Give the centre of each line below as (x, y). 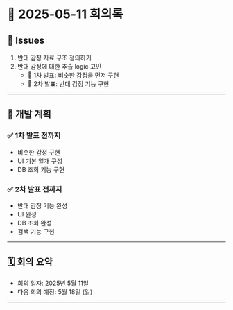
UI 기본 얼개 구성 (40, 161)
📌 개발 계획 (29, 114)
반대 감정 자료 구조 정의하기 (54, 58)
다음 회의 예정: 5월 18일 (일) (55, 291)
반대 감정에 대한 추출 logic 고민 (59, 66)
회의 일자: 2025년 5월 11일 (53, 283)
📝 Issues (26, 40)
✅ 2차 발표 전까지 (35, 189)
